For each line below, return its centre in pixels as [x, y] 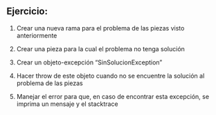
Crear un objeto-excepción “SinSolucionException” [89, 62]
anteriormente [37, 35]
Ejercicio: [27, 11]
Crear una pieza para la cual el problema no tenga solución [100, 48]
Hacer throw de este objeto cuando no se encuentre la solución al [110, 76]
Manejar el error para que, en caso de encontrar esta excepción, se [112, 96]
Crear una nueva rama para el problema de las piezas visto [100, 28]
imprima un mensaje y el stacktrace [67, 104]
